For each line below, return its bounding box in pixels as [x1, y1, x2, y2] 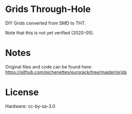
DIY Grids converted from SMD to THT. [5, 20, 86, 26]
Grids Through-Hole [5, 3, 91, 15]
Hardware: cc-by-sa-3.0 [5, 103, 56, 109]
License [5, 86, 39, 98]
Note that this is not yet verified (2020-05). [5, 29, 94, 35]
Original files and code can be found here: [5, 63, 92, 69]
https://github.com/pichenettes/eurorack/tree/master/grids [5, 69, 127, 75]
